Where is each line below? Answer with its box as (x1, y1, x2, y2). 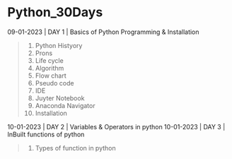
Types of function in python (35, 143, 116, 152)
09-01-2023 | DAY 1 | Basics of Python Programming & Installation (7, 28, 199, 36)
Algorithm (35, 64, 64, 72)
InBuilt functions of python (7, 130, 85, 139)
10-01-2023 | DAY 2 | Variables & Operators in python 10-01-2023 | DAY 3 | (7, 122, 226, 131)
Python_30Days (7, 4, 103, 20)
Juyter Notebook (35, 93, 85, 102)
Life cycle (35, 56, 64, 64)
